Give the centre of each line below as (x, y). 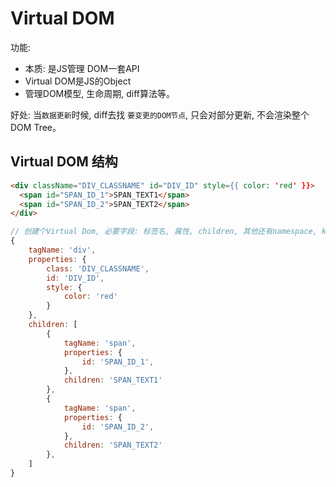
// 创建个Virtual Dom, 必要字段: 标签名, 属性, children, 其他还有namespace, (164, 232)
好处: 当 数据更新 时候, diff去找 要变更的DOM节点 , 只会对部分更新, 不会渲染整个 (160, 114)
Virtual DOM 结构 (64, 162)
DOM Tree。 (36, 127)
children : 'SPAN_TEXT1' (113, 380)
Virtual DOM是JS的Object (78, 81)
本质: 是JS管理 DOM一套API (82, 68)
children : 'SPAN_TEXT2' (113, 445)
